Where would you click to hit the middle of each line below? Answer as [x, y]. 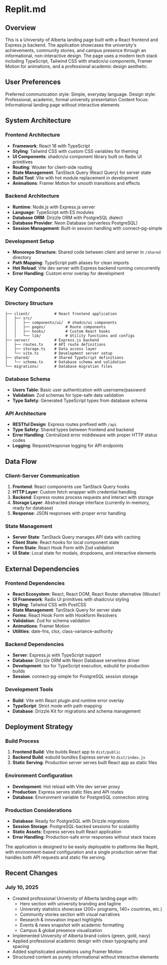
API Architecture [26, 413]
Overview [21, 28]
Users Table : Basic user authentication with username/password [79, 390]
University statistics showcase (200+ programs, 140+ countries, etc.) [91, 909]
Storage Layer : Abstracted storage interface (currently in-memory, [81, 503]
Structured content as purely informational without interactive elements [85, 957]
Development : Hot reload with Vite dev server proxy [66, 786]
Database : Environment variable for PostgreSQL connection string [80, 797]
